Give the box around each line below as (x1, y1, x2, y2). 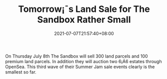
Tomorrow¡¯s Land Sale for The (18, 3, 150, 15)
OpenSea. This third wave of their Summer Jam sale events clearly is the (5, 64, 155, 70)
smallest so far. (5, 69, 36, 75)
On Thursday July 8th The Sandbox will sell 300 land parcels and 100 (5, 53, 148, 59)
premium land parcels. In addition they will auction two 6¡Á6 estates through (5, 58, 162, 64)
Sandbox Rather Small (37, 14, 131, 25)
